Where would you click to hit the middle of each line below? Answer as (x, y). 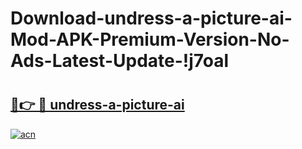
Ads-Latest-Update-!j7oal (120, 61)
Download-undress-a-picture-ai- (151, 18)
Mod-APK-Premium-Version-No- (150, 39)
